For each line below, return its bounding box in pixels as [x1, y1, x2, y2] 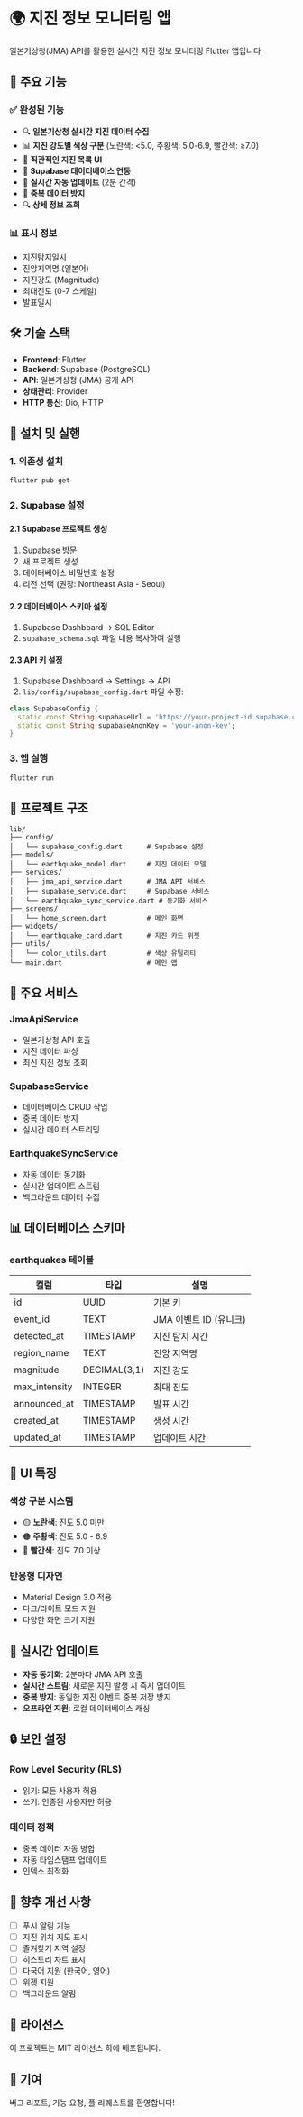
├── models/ [9, 850, 54, 859]
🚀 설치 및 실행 [9, 426, 81, 442]
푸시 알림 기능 [22, 1920, 71, 1930]
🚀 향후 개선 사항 [9, 1894, 92, 1910]
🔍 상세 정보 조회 [22, 199, 81, 210]
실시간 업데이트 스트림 [22, 1180, 101, 1191]
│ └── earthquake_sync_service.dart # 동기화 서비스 [9, 896, 208, 906]
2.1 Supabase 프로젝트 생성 [9, 523, 108, 534]
